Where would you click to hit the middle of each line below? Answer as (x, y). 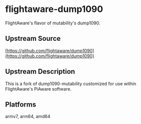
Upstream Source (33, 39)
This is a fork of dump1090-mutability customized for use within (71, 84)
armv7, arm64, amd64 (28, 117)
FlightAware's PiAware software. (38, 89)
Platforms (21, 104)
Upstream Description (40, 71)
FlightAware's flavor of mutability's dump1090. (53, 23)
